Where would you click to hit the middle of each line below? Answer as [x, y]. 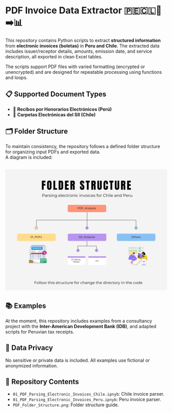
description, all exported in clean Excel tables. [54, 56]
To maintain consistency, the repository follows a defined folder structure [83, 146]
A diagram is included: [29, 157]
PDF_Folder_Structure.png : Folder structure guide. [66, 405]
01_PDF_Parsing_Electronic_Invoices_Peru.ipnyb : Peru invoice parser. [87, 400]
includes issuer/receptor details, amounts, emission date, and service [79, 51]
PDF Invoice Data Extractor [64, 11]
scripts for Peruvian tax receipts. [40, 332]
